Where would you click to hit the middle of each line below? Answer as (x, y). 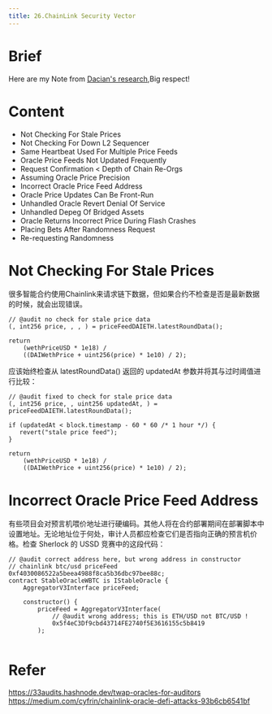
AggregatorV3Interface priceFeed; (81, 588)
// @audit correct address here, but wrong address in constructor (125, 559)
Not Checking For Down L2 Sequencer (85, 142)
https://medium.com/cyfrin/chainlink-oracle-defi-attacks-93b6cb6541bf (129, 701)
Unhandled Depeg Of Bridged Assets (82, 211)
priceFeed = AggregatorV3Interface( (99, 610)
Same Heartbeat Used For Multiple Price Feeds (99, 151)
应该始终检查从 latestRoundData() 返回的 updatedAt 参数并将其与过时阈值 (131, 372)
